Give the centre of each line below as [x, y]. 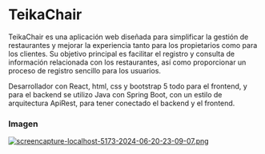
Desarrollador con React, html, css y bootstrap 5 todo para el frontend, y [128, 86]
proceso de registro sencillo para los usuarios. [85, 70]
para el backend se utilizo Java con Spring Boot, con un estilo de [115, 94]
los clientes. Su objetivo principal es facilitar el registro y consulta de [121, 53]
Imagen [23, 124]
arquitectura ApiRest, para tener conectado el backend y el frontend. [122, 103]
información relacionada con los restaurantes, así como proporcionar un [127, 62]
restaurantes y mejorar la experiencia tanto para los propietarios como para [133, 45]
